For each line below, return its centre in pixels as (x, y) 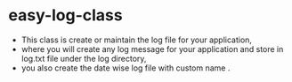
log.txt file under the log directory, (84, 58)
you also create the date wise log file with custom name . (126, 68)
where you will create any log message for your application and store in (152, 48)
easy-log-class (65, 15)
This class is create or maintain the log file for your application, (137, 40)
